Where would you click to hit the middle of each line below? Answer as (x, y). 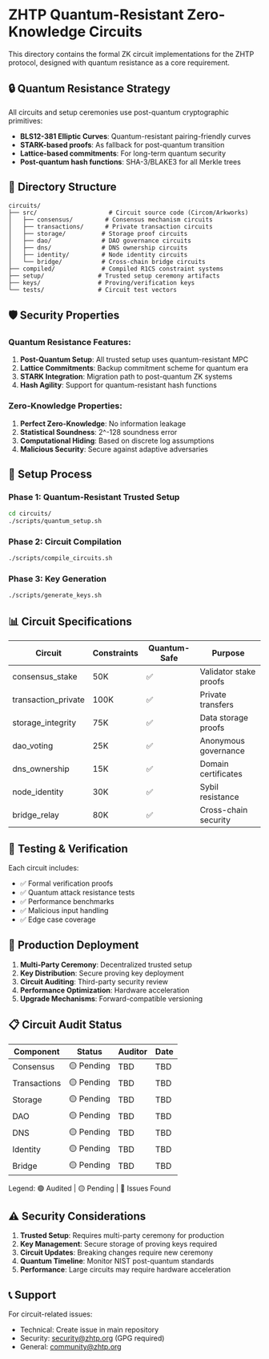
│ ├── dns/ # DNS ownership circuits (98, 247)
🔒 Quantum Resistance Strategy (89, 89)
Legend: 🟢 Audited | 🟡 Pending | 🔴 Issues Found (90, 1188)
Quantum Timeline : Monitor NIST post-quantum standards (117, 1261)
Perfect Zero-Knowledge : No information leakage (103, 424)
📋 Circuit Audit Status (65, 1025)
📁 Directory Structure (63, 187)
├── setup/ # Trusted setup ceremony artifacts (114, 276)
